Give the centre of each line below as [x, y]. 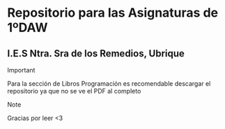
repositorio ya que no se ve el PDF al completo [74, 91]
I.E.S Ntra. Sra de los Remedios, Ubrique [96, 53]
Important [21, 70]
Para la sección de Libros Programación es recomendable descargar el [109, 84]
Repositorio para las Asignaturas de [113, 13]
